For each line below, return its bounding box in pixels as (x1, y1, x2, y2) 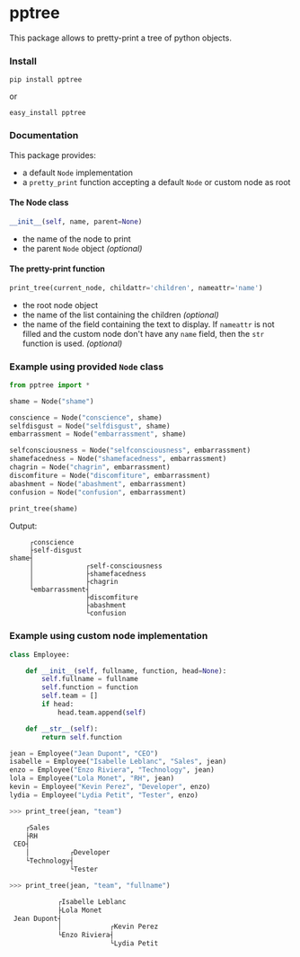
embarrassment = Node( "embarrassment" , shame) (9, 430, 187, 439)
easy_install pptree (9, 109, 87, 118)
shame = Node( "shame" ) (9, 396, 94, 406)
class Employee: (9, 650, 70, 659)
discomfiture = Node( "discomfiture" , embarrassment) (9, 471, 211, 480)
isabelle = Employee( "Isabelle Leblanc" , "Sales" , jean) (9, 758, 227, 766)
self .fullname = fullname (41, 675, 139, 684)
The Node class (9, 197, 69, 208)
